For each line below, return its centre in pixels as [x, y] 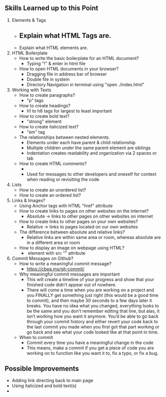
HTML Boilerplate [30, 53]
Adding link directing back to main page [53, 381]
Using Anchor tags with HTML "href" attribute [66, 206]
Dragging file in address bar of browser [67, 74]
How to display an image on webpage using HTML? [72, 248]
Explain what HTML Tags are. [65, 36]
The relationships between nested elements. [64, 137]
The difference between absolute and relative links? [72, 232]
